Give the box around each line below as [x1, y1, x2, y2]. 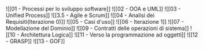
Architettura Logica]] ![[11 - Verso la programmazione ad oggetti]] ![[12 [20, 31, 198, 38]
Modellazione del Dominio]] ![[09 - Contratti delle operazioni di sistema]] [6, 24, 189, 32]
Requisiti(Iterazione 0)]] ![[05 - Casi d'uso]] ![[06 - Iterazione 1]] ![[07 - [6, 18, 184, 25]
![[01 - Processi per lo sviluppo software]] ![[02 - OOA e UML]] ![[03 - [6, 5, 181, 12]
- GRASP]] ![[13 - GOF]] [6, 38, 66, 45]
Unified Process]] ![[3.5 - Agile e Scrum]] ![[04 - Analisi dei [6, 12, 154, 19]
